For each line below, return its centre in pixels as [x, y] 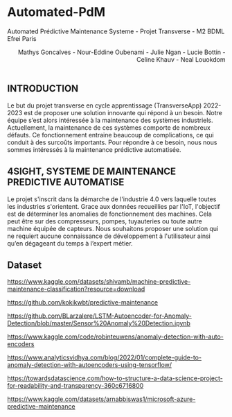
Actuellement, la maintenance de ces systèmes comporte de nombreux [109, 127]
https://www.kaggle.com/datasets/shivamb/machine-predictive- [99, 282]
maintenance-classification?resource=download [76, 289]
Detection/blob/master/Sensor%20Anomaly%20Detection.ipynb [99, 323]
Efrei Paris [22, 38]
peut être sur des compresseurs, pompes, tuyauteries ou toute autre [105, 221]
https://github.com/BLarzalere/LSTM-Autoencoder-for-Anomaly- [100, 316]
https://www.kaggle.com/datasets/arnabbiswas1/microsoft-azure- [101, 399]
